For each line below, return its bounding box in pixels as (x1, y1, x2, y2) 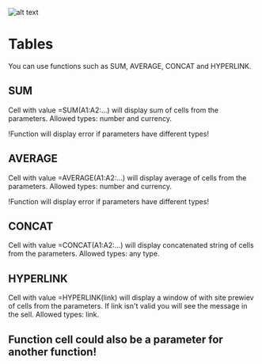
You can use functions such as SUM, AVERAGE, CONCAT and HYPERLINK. (8, 61, 252, 70)
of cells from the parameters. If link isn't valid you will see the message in (8, 301, 248, 311)
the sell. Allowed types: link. (8, 309, 100, 320)
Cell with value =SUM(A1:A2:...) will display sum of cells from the (8, 105, 219, 115)
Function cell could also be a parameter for (8, 332, 223, 346)
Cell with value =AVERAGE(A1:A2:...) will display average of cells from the (8, 173, 247, 182)
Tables (8, 36, 54, 53)
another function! (8, 345, 97, 358)
